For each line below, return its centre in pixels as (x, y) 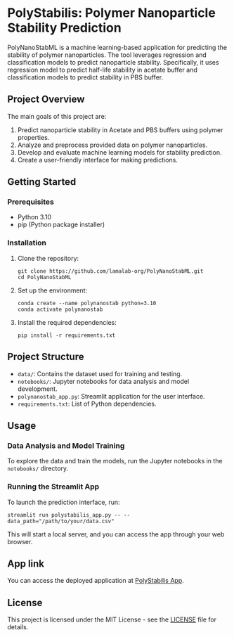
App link (26, 564)
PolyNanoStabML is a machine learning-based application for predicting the (117, 47)
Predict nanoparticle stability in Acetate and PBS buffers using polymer (120, 130)
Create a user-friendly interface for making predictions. (97, 160)
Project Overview (46, 99)
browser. (20, 541)
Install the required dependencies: (67, 322)
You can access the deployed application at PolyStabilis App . (96, 581)
